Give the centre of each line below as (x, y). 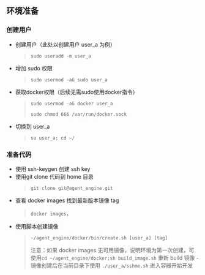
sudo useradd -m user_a (61, 56)
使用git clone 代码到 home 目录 (54, 176)
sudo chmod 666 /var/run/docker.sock (79, 114)
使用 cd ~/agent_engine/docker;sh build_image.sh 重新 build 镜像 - (114, 258)
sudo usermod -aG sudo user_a (69, 80)
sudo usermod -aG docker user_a (72, 104)
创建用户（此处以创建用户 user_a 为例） (65, 44)
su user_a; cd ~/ (53, 138)
